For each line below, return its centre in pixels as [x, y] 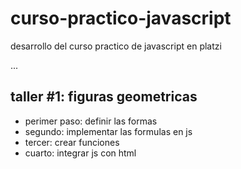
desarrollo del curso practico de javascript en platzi [116, 46]
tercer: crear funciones [72, 142]
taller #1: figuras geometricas [104, 97]
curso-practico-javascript [121, 18]
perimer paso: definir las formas [91, 121]
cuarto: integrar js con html [80, 153]
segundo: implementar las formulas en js [108, 131]
